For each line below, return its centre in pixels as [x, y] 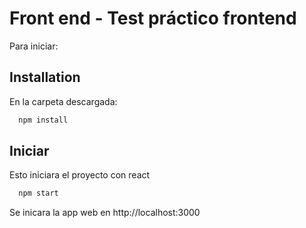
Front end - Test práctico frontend [153, 18]
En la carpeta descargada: [63, 101]
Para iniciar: [34, 46]
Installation [45, 77]
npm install [43, 120]
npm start [38, 193]
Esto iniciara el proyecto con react [80, 175]
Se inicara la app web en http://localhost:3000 [105, 213]
